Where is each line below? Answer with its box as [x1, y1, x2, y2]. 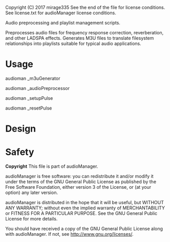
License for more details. [5, 216, 58, 222]
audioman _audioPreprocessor [5, 85, 70, 91]
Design [5, 123, 36, 135]
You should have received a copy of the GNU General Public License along [5, 226, 163, 232]
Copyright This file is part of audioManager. [5, 163, 98, 169]
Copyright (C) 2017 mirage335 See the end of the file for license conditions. [5, 5, 165, 10]
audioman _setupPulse [5, 95, 53, 101]
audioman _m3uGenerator [5, 75, 60, 81]
